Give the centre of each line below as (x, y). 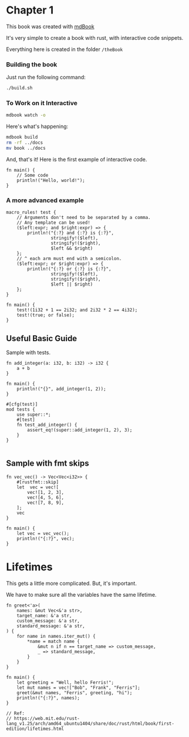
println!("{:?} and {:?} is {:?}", (71, 233)
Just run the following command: (46, 78)
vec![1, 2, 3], (46, 492)
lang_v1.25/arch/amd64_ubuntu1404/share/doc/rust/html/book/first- (90, 723)
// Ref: (16, 713)
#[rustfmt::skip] (38, 482)
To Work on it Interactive (42, 103)
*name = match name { (54, 641)
